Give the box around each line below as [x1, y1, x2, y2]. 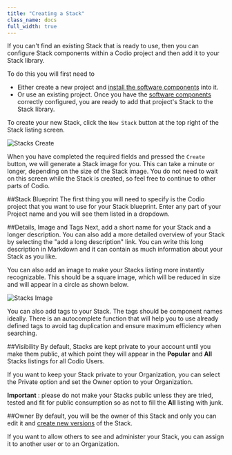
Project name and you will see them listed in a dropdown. [7, 210, 170, 218]
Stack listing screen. [7, 125, 66, 134]
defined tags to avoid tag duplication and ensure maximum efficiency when [7, 322, 222, 330]
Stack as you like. [7, 252, 57, 261]
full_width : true [7, 23, 57, 30]
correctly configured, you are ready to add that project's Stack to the [17, 98, 213, 106]
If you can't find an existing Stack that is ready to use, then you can [7, 42, 199, 50]
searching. [7, 329, 38, 338]
